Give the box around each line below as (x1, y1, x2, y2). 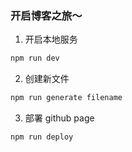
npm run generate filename (10, 93, 123, 103)
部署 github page (24, 112, 95, 124)
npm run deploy (10, 132, 74, 142)
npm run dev (10, 53, 60, 64)
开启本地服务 (24, 33, 78, 46)
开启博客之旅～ (10, 8, 83, 22)
